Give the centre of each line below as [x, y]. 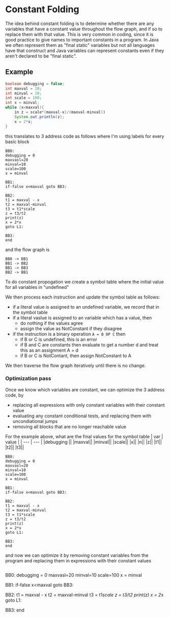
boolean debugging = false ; [35, 84]
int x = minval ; [22, 103]
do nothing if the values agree [52, 323]
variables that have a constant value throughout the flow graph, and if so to [84, 29]
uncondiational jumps [35, 421]
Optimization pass [28, 379]
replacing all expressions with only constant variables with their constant [89, 405]
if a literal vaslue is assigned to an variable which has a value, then [82, 317]
